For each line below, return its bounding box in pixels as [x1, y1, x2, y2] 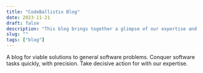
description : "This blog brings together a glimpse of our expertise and [6, 25, 198, 32]
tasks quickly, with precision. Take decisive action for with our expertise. [6, 60, 188, 67]
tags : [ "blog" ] [6, 37, 45, 43]
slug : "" [6, 31, 29, 37]
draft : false [6, 20, 40, 26]
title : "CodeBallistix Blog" [6, 8, 80, 15]
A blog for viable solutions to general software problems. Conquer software [6, 54, 196, 60]
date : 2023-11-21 [6, 14, 50, 21]
